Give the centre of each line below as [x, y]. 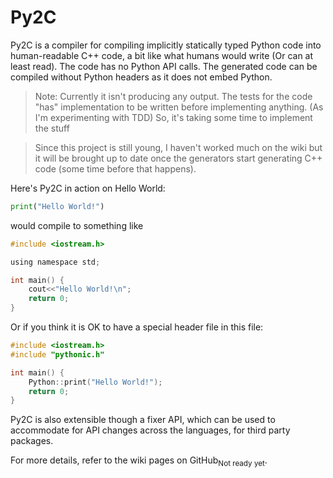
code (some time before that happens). [115, 168]
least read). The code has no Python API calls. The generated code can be [164, 66]
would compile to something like [77, 225]
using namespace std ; [55, 262]
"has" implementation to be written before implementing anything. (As [179, 107]
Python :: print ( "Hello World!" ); [95, 382]
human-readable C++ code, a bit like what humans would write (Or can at [162, 55]
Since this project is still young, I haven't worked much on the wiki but [178, 147]
